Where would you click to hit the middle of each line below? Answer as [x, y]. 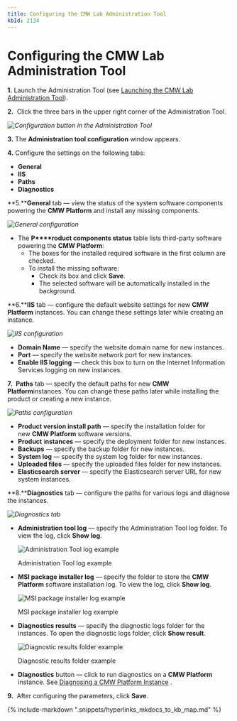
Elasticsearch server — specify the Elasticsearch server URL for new [120, 472]
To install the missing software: [73, 269]
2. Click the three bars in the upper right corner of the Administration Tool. [117, 112]
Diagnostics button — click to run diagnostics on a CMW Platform [115, 675]
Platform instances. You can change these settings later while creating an [115, 313]
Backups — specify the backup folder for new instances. [101, 449]
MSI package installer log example [68, 612]
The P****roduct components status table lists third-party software [120, 238]
